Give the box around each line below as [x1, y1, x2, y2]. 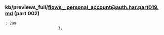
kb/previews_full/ [5, 4, 48, 11]
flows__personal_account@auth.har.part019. [47, 4, 159, 11]
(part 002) [14, 10, 40, 17]
